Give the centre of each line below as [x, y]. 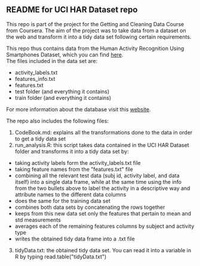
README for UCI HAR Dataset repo [72, 10]
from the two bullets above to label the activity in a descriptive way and [102, 188]
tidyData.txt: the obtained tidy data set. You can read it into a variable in [103, 250]
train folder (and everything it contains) [63, 98]
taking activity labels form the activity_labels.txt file [78, 162]
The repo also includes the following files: [58, 121]
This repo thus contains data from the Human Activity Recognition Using [95, 48]
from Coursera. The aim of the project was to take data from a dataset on [96, 30]
